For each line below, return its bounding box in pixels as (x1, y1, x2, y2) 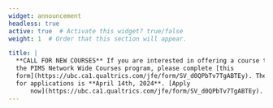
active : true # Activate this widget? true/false (8, 27, 184, 35)
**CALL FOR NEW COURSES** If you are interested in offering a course (15, 57, 260, 65)
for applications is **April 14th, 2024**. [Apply (15, 79, 191, 88)
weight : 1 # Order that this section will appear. (8, 34, 187, 43)
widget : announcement (8, 11, 82, 20)
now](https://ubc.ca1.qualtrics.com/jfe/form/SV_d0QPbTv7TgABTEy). (29, 87, 264, 95)
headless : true (8, 19, 60, 28)
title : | (8, 50, 38, 58)
